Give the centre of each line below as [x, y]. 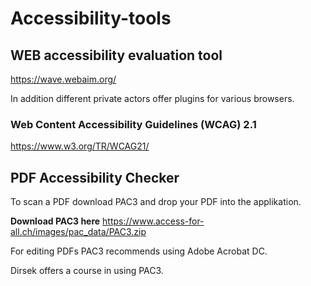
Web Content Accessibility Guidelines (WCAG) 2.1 [133, 124]
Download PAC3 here [55, 221]
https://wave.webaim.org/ [63, 79]
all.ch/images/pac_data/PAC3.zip [78, 232]
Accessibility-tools [91, 18]
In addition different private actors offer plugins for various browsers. [152, 98]
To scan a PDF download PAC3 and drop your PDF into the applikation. [156, 202]
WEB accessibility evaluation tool [116, 55]
